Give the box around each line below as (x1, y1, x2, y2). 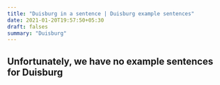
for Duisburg (7, 66, 63, 78)
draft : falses (7, 23, 49, 30)
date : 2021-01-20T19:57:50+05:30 (7, 17, 104, 24)
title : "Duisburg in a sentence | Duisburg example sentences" (7, 10, 195, 17)
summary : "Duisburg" (7, 29, 68, 37)
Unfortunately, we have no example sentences (7, 55, 214, 67)
